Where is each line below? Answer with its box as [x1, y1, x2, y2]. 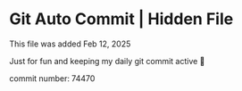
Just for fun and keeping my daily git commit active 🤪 [9, 55, 205, 66]
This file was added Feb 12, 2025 [9, 38, 131, 49]
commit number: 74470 [9, 72, 96, 84]
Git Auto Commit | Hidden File [9, 9, 234, 29]
